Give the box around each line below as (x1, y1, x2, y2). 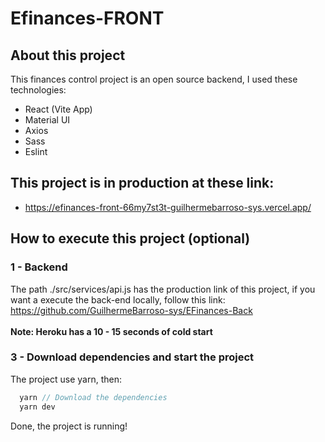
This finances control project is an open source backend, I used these (10, 73, 298, 85)
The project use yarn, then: (10, 373, 122, 385)
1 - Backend (10, 260, 68, 274)
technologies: (10, 84, 67, 96)
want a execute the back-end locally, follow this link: (10, 293, 226, 306)
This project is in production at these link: (10, 175, 275, 192)
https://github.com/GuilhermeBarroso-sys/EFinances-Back (10, 304, 253, 316)
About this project (10, 47, 126, 64)
